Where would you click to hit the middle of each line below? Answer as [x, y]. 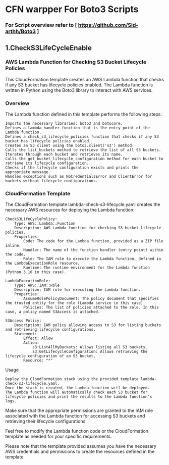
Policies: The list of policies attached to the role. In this [91, 307]
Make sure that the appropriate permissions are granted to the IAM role [79, 410]
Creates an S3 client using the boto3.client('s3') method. [70, 146]
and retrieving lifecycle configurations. [50, 330]
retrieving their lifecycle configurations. [46, 421]
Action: [31, 343]
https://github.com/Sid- [108, 25]
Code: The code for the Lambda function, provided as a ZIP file [94, 241]
